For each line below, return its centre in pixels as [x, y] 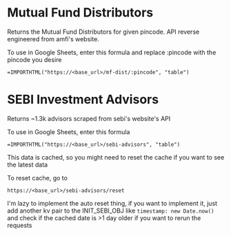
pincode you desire [34, 59]
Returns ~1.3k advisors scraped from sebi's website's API [89, 118]
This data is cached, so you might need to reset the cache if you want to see [116, 157]
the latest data [28, 164]
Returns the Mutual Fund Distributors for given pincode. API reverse [103, 32]
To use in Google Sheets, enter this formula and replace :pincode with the [112, 52]
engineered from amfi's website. [53, 39]
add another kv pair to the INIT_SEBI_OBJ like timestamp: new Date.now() [111, 211]
